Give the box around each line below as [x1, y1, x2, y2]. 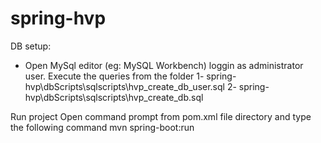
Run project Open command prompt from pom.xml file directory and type [10, 110, 312, 122]
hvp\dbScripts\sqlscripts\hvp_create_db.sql [24, 91, 204, 103]
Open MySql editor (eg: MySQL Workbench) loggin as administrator [24, 59, 304, 71]
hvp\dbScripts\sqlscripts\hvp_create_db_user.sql [24, 80, 225, 92]
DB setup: [10, 40, 52, 52]
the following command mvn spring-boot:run [10, 121, 195, 133]
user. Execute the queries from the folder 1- [24, 70, 205, 82]
